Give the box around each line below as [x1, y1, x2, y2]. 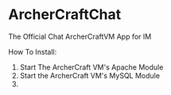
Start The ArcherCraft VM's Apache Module [19, 62, 164, 72]
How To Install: [8, 47, 57, 56]
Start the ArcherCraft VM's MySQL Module [19, 70, 161, 80]
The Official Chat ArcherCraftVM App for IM [8, 32, 152, 41]
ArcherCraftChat [8, 6, 122, 24]
